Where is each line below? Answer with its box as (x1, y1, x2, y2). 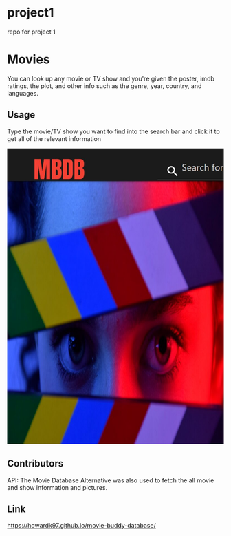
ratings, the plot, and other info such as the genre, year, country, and (7, 81, 202, 90)
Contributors (7, 458, 64, 469)
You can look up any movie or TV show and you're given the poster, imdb (7, 74, 215, 83)
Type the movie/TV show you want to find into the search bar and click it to (7, 127, 220, 136)
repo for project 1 (7, 28, 56, 36)
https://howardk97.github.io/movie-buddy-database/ (7, 522, 156, 530)
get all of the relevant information (7, 134, 102, 142)
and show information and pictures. (7, 483, 108, 491)
